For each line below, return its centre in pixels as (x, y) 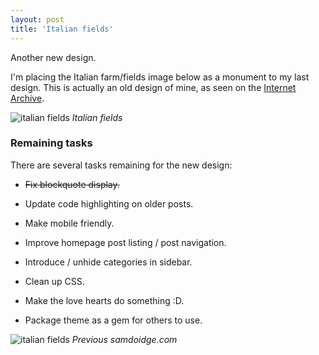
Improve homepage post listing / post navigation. (125, 242)
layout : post (37, 19)
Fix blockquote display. (72, 184)
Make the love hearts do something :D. (104, 300)
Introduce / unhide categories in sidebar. (108, 262)
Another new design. (53, 57)
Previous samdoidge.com (124, 339)
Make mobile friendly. (69, 223)
